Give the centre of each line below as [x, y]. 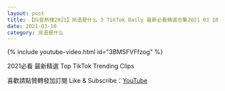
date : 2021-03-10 [32, 26]
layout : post [26, 13]
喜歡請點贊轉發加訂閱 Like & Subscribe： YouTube [77, 81]
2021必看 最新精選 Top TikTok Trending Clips [71, 66]
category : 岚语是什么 [35, 32]
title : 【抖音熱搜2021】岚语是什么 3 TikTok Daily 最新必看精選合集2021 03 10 [113, 20]
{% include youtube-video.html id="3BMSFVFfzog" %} [85, 52]
